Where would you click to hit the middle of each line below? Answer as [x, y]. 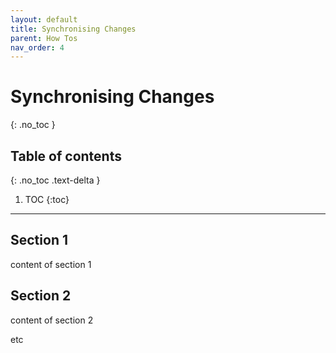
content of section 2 [52, 320]
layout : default [44, 19]
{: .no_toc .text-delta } [55, 180]
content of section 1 [51, 264]
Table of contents [66, 156]
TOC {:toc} [47, 199]
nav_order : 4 [37, 47]
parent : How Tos [44, 38]
